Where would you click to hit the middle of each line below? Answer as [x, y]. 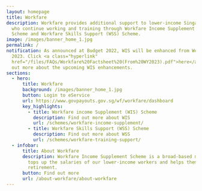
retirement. [43, 168]
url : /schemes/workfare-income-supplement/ [88, 123]
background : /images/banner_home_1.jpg [72, 90]
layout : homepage [28, 12]
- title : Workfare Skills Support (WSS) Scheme [88, 129]
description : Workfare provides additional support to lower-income [94, 23]
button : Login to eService [56, 95]
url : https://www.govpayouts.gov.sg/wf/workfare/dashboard [97, 101]
